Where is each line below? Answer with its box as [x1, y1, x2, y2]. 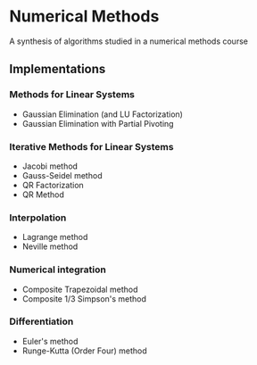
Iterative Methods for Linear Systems [9, 140, 174, 153]
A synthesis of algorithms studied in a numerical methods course [9, 36, 248, 46]
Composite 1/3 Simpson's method [21, 293, 147, 304]
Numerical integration [9, 263, 107, 276]
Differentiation [9, 315, 74, 328]
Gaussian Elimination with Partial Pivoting [21, 118, 174, 129]
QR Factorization [21, 179, 85, 190]
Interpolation [9, 212, 67, 224]
